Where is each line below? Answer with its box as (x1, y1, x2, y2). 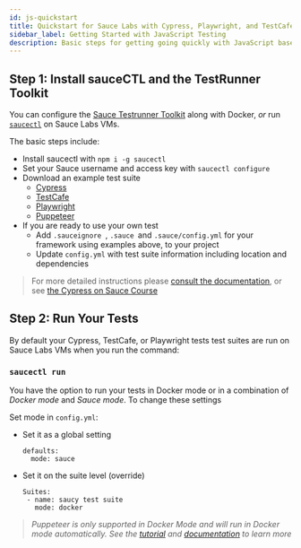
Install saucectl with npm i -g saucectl (21, 153, 167, 164)
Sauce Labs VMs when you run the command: (9, 344, 180, 355)
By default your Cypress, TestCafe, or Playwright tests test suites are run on (9, 335, 289, 345)
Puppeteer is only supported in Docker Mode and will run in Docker (30, 519, 280, 530)
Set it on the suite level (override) (21, 470, 145, 481)
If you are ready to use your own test (21, 221, 159, 231)
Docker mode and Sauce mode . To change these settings (9, 395, 222, 405)
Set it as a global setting (21, 430, 112, 440)
